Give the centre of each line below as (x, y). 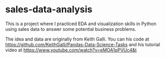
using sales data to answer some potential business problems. (71, 29)
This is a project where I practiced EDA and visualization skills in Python (81, 24)
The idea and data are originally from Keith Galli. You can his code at (77, 39)
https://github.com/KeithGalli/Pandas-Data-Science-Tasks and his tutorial (83, 44)
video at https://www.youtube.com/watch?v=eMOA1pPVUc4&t (71, 50)
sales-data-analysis (49, 9)
